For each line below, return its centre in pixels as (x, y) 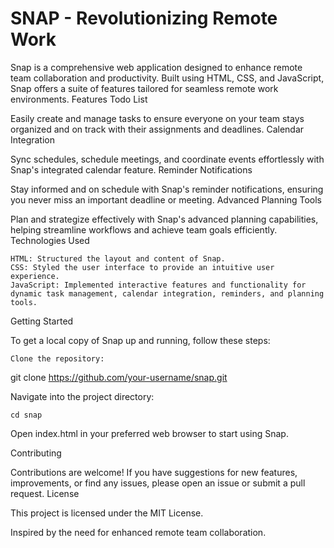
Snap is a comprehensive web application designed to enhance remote (156, 67)
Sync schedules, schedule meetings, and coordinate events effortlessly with (167, 159)
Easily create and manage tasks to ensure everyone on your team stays (157, 118)
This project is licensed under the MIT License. (107, 513)
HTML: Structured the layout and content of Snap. (118, 258)
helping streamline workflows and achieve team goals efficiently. (144, 229)
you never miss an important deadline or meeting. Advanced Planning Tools (166, 199)
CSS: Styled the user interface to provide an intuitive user (142, 267)
